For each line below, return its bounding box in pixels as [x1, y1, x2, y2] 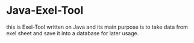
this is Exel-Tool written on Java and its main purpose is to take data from [6, 23, 189, 30]
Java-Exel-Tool [6, 4, 84, 17]
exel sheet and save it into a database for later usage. [6, 29, 139, 36]
